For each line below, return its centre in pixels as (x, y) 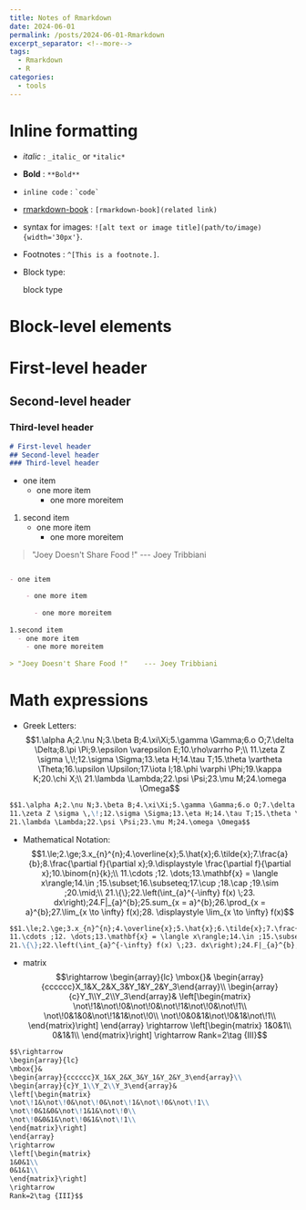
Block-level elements (91, 326)
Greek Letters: (50, 725)
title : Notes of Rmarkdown (61, 18)
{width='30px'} (51, 237)
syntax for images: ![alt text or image (97, 227)
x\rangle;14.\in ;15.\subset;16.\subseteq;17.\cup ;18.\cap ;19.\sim (160, 883)
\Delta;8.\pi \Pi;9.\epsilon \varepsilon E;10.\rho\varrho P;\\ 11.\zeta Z (159, 750)
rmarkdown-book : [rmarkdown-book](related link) (120, 209)
